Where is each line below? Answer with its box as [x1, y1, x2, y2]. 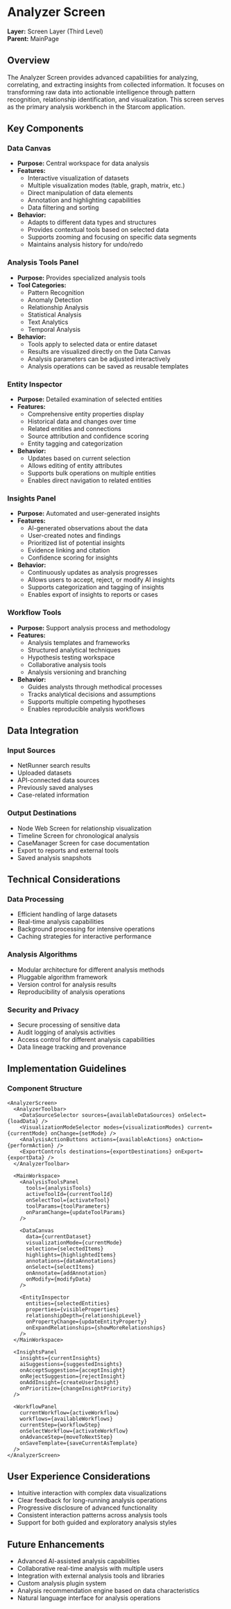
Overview [7, 55, 51, 67]
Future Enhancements [7, 1538, 105, 1550]
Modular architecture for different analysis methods [17, 966, 165, 974]
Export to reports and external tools [17, 846, 119, 854]
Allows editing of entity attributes [27, 462, 123, 470]
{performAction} [7, 1142, 54, 1149]
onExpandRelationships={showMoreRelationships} [25, 1324, 166, 1331]
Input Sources [7, 745, 55, 755]
